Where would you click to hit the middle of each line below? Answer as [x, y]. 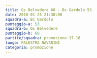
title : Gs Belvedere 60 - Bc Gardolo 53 [49, 10]
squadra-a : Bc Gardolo [29, 19]
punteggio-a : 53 [22, 24]
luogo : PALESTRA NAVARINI [33, 43]
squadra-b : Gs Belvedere [31, 29]
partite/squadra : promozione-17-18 [43, 38]
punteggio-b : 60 [22, 33]
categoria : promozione [29, 47]
